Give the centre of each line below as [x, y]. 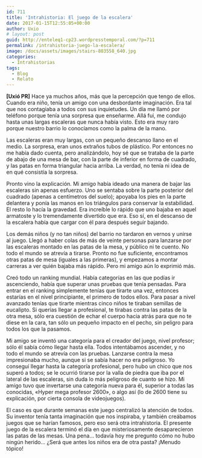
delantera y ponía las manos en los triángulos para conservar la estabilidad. [100, 203]
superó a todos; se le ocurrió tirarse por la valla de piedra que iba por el [95, 373]
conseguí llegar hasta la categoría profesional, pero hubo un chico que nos [99, 366]
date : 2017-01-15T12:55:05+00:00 [48, 23]
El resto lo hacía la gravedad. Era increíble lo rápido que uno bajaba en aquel [101, 209]
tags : [13, 68]
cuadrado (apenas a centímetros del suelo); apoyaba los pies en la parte [96, 197]
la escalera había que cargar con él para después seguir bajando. [88, 222]
